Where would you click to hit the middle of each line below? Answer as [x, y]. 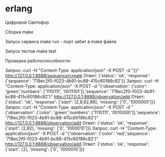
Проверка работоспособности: [38, 60]
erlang [19, 9]
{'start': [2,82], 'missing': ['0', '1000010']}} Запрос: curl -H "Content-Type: [81, 128]
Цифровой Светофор [27, 22]
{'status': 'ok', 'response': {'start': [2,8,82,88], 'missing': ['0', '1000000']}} [80, 102]
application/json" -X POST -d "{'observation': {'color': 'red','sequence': [78, 133]
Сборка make [19, 32]
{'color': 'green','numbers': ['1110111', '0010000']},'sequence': [98, 112]
